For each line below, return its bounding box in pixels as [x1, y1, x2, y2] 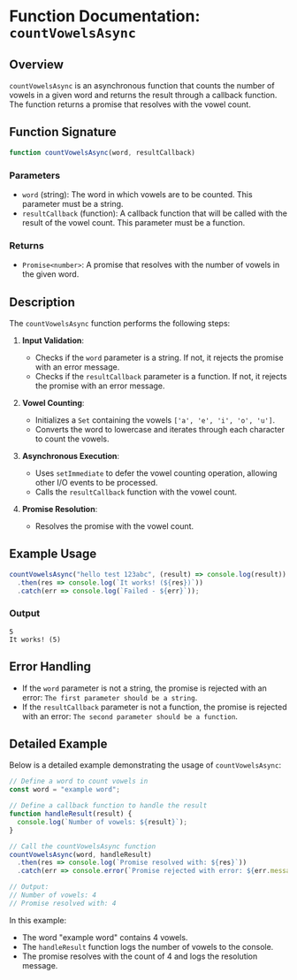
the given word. [21, 269, 80, 279]
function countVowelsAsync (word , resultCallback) [9, 148, 196, 157]
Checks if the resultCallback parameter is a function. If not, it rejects [34, 371, 287, 382]
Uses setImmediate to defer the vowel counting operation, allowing [34, 468, 278, 479]
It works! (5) [9, 635, 62, 644]
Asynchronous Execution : [21, 451, 120, 462]
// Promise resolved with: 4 [9, 899, 117, 907]
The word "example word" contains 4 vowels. [21, 931, 188, 943]
